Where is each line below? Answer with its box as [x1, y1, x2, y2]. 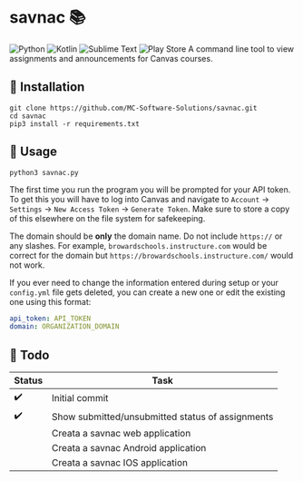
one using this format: [9, 296, 92, 307]
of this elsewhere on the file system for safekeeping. [9, 212, 206, 223]
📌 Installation [9, 79, 85, 95]
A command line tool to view [188, 43, 295, 54]
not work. [9, 260, 45, 270]
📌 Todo [9, 347, 50, 363]
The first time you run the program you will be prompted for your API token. [9, 183, 291, 195]
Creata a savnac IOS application [51, 456, 189, 469]
